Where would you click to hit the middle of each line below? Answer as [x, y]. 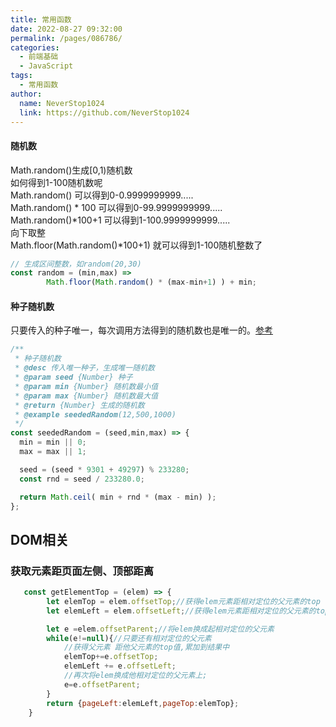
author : [26, 94]
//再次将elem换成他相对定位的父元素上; [135, 676]
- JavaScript [46, 66]
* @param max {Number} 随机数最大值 [86, 396]
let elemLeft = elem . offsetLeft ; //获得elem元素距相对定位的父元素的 [181, 611]
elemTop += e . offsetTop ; [111, 657]
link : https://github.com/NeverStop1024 [104, 112]
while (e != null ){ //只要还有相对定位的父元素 [129, 638]
